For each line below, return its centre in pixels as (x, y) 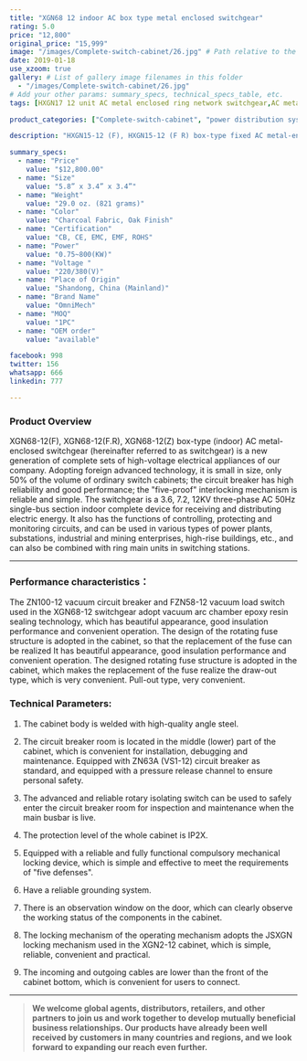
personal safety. (53, 780)
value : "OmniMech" (61, 305)
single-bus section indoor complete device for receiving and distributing (145, 509)
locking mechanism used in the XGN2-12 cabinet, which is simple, (147, 944)
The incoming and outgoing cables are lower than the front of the (146, 972)
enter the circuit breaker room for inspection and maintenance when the (158, 807)
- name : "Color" (48, 212)
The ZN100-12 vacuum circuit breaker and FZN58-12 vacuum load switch (147, 602)
